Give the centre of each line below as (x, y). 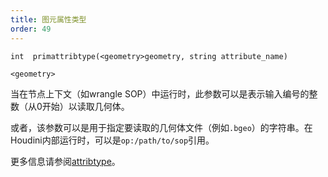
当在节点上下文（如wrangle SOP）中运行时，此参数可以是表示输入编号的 (160, 93)
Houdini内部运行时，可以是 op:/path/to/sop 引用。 (112, 140)
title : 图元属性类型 (48, 19)
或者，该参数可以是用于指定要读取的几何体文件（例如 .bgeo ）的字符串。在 (161, 127)
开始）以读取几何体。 (85, 106)
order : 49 (31, 29)
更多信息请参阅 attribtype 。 (65, 161)
